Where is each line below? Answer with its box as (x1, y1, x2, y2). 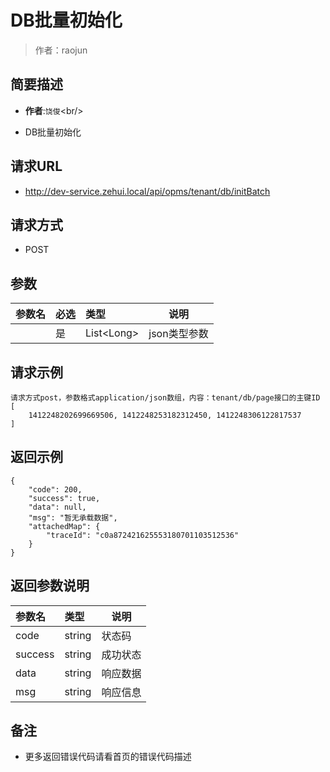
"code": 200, (28, 484, 83, 495)
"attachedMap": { (28, 521, 101, 531)
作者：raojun (34, 44, 88, 56)
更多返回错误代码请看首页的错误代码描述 (24, 751, 192, 763)
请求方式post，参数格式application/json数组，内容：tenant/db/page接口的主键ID (10, 393, 321, 403)
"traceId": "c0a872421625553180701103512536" (46, 530, 240, 540)
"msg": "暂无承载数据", (28, 512, 118, 523)
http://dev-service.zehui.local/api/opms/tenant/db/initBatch (24, 185, 271, 197)
